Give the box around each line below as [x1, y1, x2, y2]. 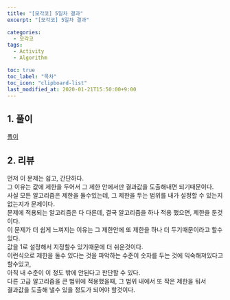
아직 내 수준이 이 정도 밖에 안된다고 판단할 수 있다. [7, 268, 141, 277]
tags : [7, 42, 23, 49]
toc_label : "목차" [7, 73, 57, 80]
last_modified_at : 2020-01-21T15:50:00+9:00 [7, 86, 137, 93]
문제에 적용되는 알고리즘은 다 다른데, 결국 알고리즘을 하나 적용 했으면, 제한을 [7, 209, 211, 216]
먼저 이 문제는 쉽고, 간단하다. [7, 174, 84, 182]
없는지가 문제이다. [7, 200, 56, 208]
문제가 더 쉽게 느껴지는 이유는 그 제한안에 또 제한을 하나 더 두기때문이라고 [14, 226, 211, 233]
